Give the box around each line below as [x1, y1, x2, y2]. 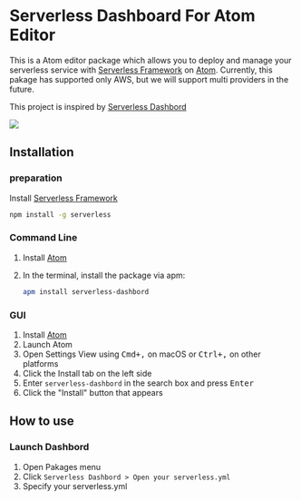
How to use [9, 414, 74, 429]
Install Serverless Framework [9, 192, 118, 203]
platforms [22, 358, 59, 368]
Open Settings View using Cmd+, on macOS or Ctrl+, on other [22, 349, 261, 359]
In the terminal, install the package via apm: [22, 270, 186, 280]
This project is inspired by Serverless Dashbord [9, 101, 188, 112]
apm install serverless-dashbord [22, 287, 150, 296]
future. [9, 83, 34, 94]
